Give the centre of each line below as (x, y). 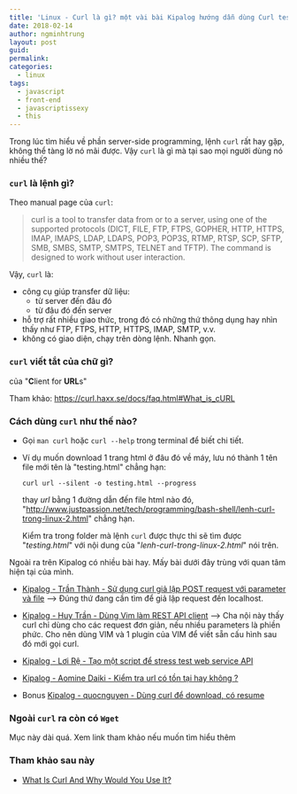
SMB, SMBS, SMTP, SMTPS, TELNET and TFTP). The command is (151, 248)
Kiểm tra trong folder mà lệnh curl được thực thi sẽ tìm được (132, 536)
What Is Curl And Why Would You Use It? (97, 780)
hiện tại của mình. (42, 572)
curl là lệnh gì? (42, 183)
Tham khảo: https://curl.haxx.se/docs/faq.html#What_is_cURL (122, 398)
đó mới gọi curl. (50, 644)
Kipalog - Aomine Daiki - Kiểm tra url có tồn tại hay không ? (130, 678)
